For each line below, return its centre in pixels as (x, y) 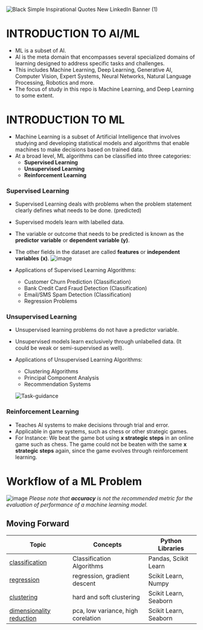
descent (84, 583)
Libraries (171, 548)
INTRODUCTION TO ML (66, 120)
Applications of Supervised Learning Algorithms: (76, 270)
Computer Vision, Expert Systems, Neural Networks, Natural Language (103, 76)
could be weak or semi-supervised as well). (69, 348)
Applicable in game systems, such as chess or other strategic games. (101, 431)
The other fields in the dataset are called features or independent (97, 252)
